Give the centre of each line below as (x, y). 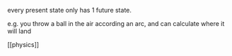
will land (19, 31)
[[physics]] (23, 44)
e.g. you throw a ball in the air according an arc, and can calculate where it (116, 23)
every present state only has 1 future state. (70, 10)
